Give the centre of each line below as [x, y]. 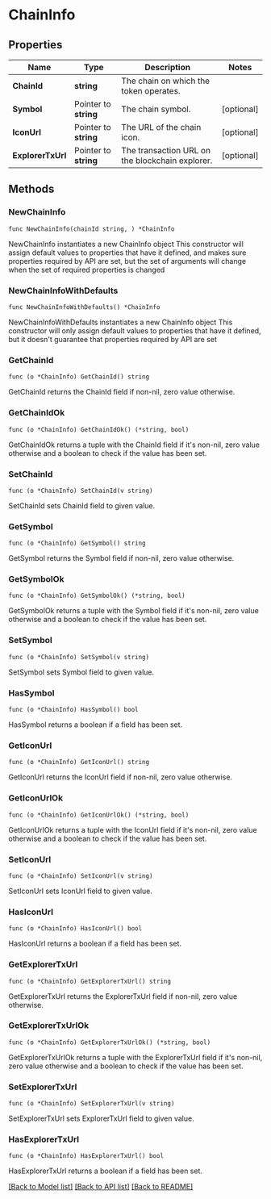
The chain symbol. [156, 109]
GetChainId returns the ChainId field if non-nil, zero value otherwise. [122, 392]
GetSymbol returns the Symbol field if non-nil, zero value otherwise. [121, 558]
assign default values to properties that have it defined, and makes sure [127, 253]
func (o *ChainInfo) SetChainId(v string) [81, 491]
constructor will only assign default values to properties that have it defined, [135, 330]
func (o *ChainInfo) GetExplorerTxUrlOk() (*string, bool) [110, 1042]
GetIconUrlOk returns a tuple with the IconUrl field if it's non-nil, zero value [133, 829]
